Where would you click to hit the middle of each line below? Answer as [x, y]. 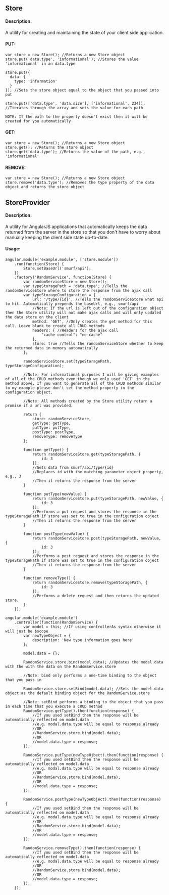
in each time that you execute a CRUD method [54, 706]
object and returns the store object [45, 187]
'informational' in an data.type [40, 63]
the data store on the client [37, 317]
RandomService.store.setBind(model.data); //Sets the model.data [94, 689]
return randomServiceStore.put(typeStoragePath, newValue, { [98, 499]
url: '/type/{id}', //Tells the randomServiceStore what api [98, 299]
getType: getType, [51, 423]
